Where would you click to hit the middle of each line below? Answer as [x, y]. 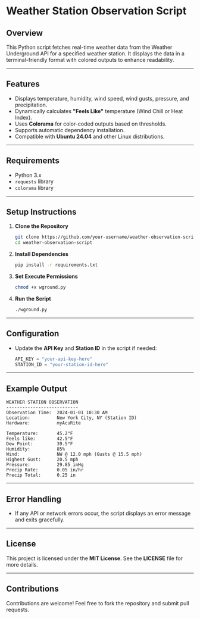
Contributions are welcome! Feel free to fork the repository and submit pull [98, 603]
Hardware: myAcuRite [44, 423]
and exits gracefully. [40, 520]
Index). [24, 117]
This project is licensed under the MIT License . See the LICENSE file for [95, 558]
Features [23, 84]
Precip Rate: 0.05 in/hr [45, 470]
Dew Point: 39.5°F [40, 444]
